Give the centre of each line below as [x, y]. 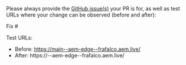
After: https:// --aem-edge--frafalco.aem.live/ [70, 55]
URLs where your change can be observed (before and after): [81, 15]
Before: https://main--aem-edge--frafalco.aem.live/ [77, 49]
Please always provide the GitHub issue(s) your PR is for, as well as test [93, 9]
